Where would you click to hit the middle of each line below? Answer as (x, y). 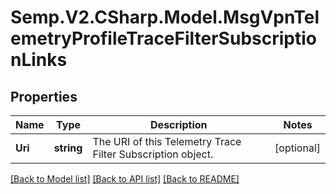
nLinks (39, 60)
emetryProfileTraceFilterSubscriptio (163, 38)
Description (179, 124)
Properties (44, 96)
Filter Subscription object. (153, 154)
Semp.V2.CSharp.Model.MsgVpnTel (165, 17)
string (68, 148)
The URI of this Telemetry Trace (167, 141)
